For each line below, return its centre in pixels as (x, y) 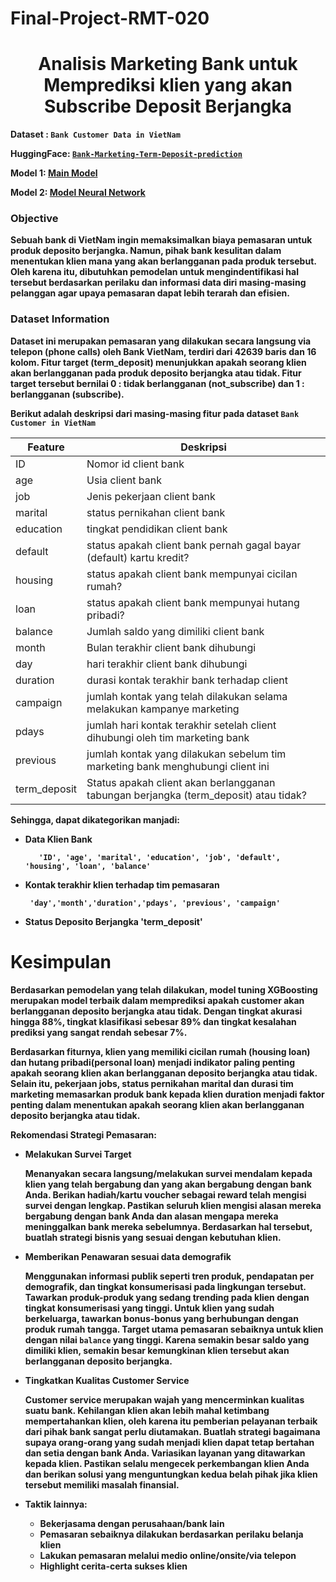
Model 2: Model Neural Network (78, 193)
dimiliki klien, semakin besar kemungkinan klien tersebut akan (157, 1350)
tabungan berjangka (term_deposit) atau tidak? (196, 795)
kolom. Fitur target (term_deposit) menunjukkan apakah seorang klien (158, 362)
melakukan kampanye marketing (163, 709)
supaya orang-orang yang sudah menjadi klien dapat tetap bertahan (169, 1442)
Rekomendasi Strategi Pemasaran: (83, 1134)
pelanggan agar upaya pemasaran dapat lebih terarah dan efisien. (150, 293)
